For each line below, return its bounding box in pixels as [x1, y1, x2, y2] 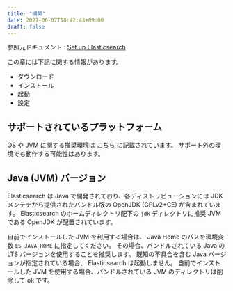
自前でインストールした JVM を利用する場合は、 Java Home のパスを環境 [7, 233, 218, 241]
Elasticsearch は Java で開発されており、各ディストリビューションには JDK [7, 192, 223, 200]
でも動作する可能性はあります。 [13, 150, 104, 158]
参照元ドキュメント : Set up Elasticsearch [7, 43, 127, 52]
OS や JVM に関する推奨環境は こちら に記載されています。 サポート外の [7, 141, 216, 150]
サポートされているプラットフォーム [7, 121, 162, 133]
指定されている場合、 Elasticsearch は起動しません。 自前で [25, 259, 197, 267]
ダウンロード [17, 72, 54, 81]
